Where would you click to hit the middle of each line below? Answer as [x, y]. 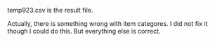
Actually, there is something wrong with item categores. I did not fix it [107, 23]
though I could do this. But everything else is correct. [84, 31]
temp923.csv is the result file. [50, 10]
